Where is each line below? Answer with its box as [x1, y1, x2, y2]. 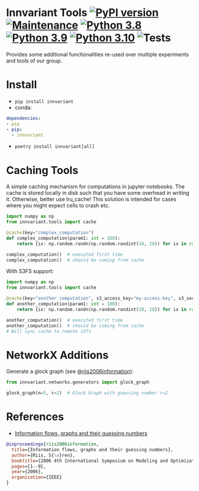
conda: [14, 104, 32, 111]
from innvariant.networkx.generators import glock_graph [6, 379, 150, 385]
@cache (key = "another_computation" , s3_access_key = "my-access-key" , [6, 296, 176, 302]
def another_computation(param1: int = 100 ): [6, 301, 120, 307]
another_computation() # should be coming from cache [6, 322, 145, 329]
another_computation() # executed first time [6, 317, 123, 323]
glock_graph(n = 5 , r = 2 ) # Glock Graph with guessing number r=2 [6, 390, 168, 396]
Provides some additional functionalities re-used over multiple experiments [6, 50, 190, 58]
